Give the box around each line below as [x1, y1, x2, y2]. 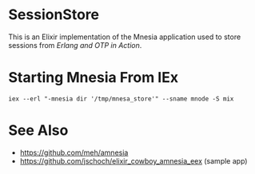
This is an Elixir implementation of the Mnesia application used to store [8, 32, 241, 42]
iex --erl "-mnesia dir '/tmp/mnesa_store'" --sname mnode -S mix [8, 94, 234, 103]
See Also [8, 121, 69, 140]
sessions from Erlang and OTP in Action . [8, 40, 142, 49]
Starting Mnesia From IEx [8, 69, 178, 87]
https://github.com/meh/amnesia [19, 148, 129, 157]
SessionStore [8, 6, 100, 24]
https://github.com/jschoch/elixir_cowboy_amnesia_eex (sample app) [19, 156, 248, 165]
